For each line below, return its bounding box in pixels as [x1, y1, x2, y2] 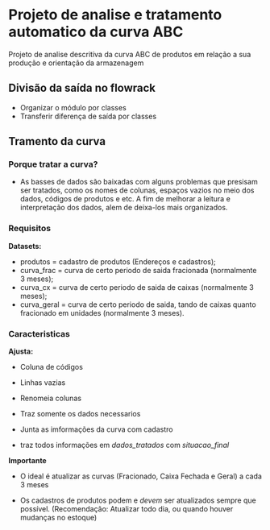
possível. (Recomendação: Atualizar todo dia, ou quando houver [19, 504, 234, 514]
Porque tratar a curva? [8, 159, 98, 170]
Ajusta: [8, 346, 34, 356]
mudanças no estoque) [19, 513, 98, 523]
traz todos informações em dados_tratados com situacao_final [19, 441, 230, 450]
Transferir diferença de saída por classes [19, 111, 157, 121]
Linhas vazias [19, 378, 66, 387]
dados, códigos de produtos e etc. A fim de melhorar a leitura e [19, 194, 231, 204]
